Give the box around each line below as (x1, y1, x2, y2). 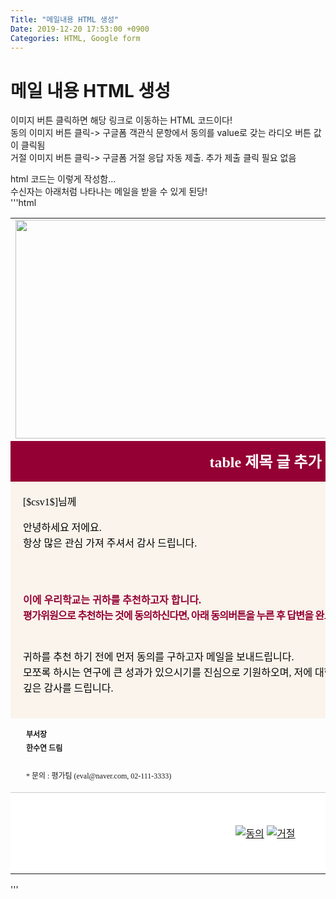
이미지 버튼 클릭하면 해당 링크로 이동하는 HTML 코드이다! (10, 114, 233, 126)
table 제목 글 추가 (209, 453, 322, 471)
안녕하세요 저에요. (23, 522, 102, 534)
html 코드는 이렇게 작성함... (10, 173, 117, 185)
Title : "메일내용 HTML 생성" (10, 14, 120, 25)
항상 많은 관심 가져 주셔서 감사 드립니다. (23, 537, 198, 550)
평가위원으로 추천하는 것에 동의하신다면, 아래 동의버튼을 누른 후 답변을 (23, 610, 314, 622)
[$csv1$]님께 (23, 496, 77, 508)
